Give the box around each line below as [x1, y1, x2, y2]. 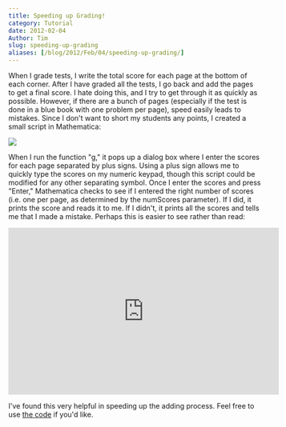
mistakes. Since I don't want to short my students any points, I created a [8, 114, 247, 122]
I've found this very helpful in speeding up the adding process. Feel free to [8, 401, 255, 410]
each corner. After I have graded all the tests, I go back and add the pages [8, 79, 254, 89]
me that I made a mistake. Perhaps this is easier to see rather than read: [8, 212, 246, 221]
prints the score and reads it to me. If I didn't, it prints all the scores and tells [8, 203, 260, 213]
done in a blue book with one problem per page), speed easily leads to [8, 105, 242, 114]
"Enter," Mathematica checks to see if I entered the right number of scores [8, 186, 254, 196]
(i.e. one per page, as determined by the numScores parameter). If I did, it [8, 195, 252, 204]
